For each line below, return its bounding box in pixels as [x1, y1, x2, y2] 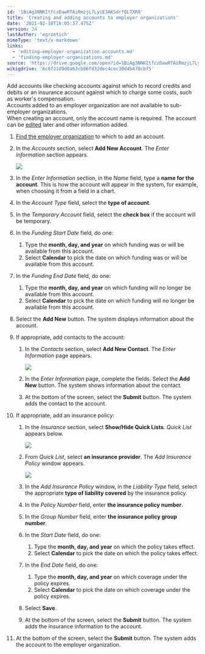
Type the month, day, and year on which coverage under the [33, 574, 187, 581]
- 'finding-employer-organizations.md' [12, 54, 114, 60]
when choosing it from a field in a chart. [15, 187, 116, 195]
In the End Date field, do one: [24, 561, 99, 569]
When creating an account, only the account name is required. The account [7, 115, 196, 122]
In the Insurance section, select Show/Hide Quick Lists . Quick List [24, 424, 192, 431]
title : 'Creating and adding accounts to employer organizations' [7, 15, 179, 21]
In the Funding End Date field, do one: [15, 272, 111, 280]
